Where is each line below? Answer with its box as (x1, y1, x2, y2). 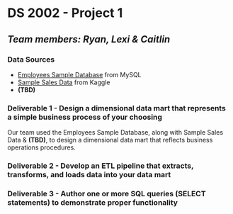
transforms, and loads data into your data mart (7, 170, 171, 180)
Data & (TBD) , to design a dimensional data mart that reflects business (7, 136, 213, 145)
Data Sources (7, 55, 55, 64)
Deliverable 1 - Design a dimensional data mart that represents (7, 103, 227, 113)
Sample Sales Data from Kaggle (17, 78, 110, 86)
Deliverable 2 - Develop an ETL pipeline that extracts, (7, 161, 194, 171)
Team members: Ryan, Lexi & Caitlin (7, 33, 171, 45)
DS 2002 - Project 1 (7, 5, 123, 21)
